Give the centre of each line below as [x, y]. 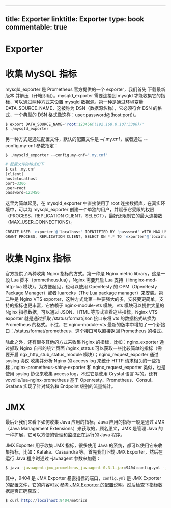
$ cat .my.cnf [20, 169]
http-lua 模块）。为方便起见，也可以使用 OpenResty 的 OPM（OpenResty [81, 286]
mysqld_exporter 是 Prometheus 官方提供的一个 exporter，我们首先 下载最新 [85, 89]
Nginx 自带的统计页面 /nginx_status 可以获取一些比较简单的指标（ [89, 348]
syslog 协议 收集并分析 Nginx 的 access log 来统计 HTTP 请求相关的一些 [81, 361]
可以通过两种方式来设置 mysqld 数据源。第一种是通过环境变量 [79, 102]
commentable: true [36, 27]
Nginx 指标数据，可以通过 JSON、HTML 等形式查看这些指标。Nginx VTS [81, 312]
